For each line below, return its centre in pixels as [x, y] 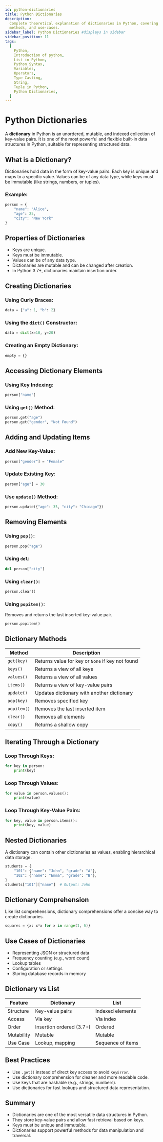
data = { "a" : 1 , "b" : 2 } [30, 310]
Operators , [25, 73]
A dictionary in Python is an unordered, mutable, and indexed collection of [80, 134]
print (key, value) [32, 825]
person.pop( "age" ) [24, 546]
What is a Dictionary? [38, 160]
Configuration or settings [37, 968]
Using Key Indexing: [29, 385]
